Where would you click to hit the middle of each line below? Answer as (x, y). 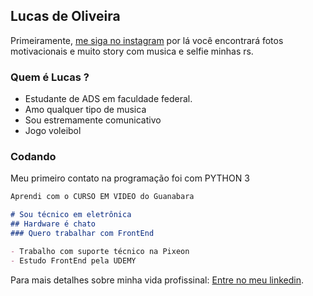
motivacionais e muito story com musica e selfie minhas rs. (132, 51)
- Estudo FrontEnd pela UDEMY (73, 260)
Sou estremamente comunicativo (93, 120)
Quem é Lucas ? (50, 77)
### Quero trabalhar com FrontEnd (82, 234)
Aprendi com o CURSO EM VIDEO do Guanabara (102, 197)
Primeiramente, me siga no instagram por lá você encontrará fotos (147, 40)
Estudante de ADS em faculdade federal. (108, 99)
